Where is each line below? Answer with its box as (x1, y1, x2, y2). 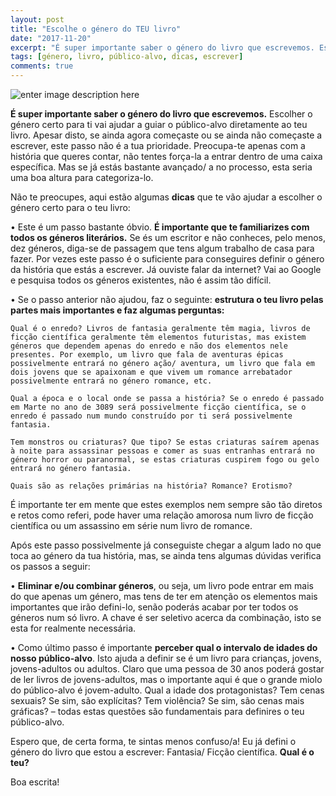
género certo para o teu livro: (10, 202, 131, 213)
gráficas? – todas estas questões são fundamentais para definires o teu (10, 706, 305, 717)
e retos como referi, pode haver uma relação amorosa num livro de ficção (10, 509, 314, 521)
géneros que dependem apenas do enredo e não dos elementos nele (10, 341, 288, 351)
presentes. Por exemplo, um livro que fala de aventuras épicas (10, 350, 284, 360)
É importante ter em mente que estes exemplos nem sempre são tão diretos (10, 499, 323, 510)
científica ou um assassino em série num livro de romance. (10, 520, 253, 531)
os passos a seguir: (10, 561, 91, 572)
